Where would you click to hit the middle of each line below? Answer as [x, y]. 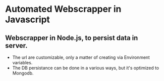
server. [17, 45]
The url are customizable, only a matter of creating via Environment [81, 57]
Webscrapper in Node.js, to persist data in [72, 38]
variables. [22, 62]
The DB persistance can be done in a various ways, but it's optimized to [86, 68]
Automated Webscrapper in [63, 9]
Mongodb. [23, 73]
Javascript [28, 20]
